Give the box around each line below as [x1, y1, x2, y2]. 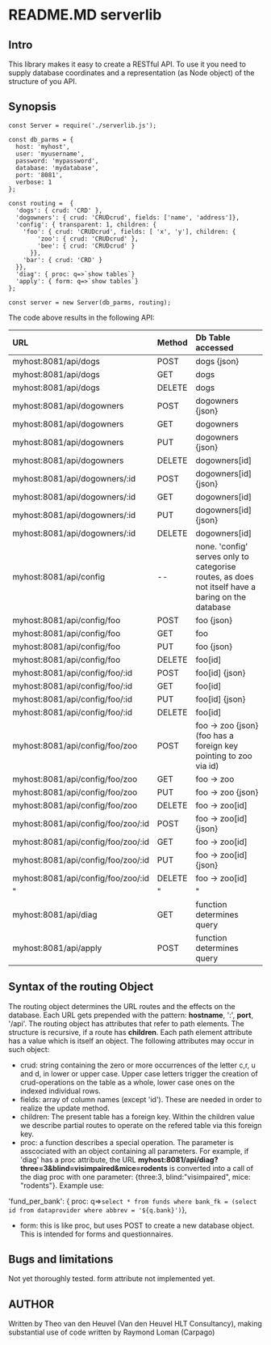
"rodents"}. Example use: [19, 1180, 105, 1190]
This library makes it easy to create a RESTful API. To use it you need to [8, 59, 246, 69]
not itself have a [195, 581, 256, 592]
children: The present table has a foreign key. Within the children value [19, 1111, 256, 1122]
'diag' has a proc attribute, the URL [19, 1155, 137, 1165]
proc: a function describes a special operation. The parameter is [19, 1137, 234, 1147]
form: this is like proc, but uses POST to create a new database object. [19, 1220, 255, 1230]
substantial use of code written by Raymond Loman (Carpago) [8, 1327, 215, 1337]
